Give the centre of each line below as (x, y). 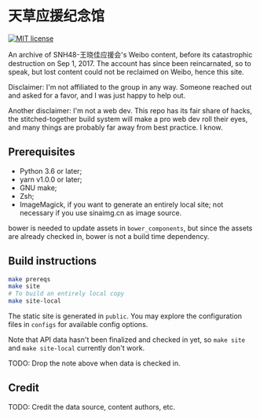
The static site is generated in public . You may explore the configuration (125, 316)
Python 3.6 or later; (51, 171)
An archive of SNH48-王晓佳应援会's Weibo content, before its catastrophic (130, 54)
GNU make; (38, 187)
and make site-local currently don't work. (77, 348)
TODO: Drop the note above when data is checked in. (94, 363)
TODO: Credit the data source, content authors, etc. (92, 406)
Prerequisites (42, 152)
